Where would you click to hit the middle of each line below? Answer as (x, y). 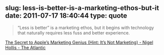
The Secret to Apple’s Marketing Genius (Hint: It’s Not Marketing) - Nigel (79, 42)
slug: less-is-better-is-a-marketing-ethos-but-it (82, 8)
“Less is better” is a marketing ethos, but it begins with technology (86, 27)
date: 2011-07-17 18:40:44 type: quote (66, 16)
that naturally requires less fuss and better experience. (74, 33)
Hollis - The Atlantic (25, 47)
